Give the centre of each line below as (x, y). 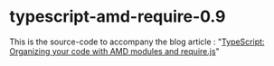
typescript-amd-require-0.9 (118, 17)
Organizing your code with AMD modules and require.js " (114, 51)
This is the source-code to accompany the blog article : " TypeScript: (137, 42)
